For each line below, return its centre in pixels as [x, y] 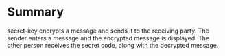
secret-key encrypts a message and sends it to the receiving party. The [108, 31]
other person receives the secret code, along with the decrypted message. [113, 45]
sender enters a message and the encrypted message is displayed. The [108, 38]
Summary [35, 12]
